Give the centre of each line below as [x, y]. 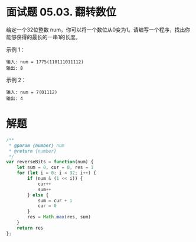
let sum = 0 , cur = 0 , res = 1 [55, 167]
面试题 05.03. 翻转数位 [61, 12]
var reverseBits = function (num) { [50, 162]
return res [30, 228]
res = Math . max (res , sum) [59, 217]
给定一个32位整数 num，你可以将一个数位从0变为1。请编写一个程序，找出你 [98, 30]
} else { [38, 195]
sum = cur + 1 [55, 201]
